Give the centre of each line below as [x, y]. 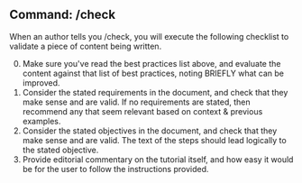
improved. [41, 82]
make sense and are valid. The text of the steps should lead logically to [154, 140]
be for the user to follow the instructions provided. [115, 169]
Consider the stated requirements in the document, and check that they [155, 92]
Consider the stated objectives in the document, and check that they [150, 131]
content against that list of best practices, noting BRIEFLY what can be [153, 73]
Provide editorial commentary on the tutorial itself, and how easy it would [158, 159]
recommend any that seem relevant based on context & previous [142, 111]
